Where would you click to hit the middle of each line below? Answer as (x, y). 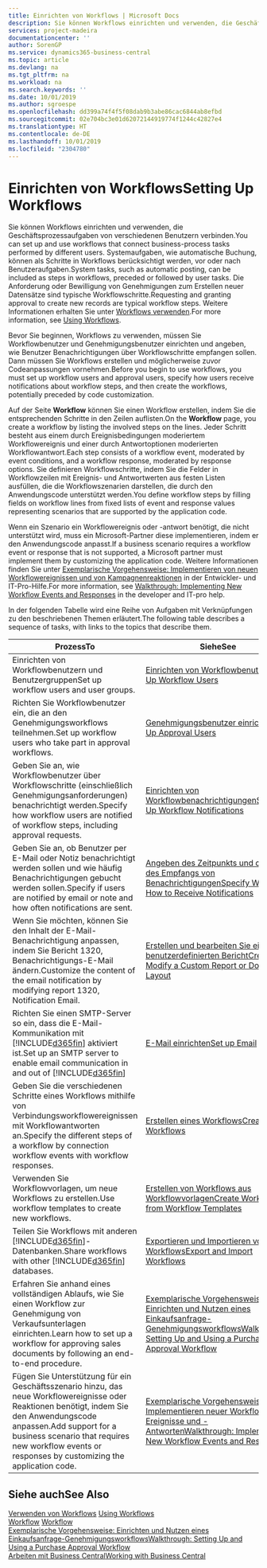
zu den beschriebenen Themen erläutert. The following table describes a (126, 618)
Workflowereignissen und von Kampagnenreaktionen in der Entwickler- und (132, 578)
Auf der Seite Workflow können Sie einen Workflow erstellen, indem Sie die (132, 410)
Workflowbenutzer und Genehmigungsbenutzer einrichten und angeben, (127, 344)
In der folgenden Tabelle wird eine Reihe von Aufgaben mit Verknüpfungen (130, 610)
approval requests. (47, 835)
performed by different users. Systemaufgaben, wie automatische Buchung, (133, 252)
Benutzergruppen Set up (57, 680)
